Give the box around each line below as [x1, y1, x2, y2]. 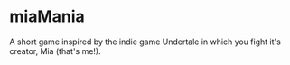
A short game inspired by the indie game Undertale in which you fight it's [9, 36, 282, 47]
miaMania [9, 6, 86, 27]
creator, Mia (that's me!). [9, 45, 101, 56]
